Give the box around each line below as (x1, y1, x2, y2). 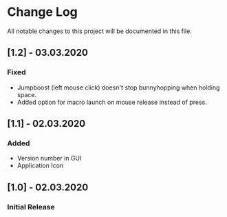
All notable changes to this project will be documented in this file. (7, 27, 193, 35)
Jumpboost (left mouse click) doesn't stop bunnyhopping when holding (17, 83, 220, 92)
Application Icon (17, 161, 64, 169)
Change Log (7, 4, 78, 20)
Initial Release (7, 202, 55, 211)
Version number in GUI (17, 154, 82, 163)
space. (17, 90, 36, 99)
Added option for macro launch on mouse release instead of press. (17, 98, 208, 106)
